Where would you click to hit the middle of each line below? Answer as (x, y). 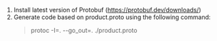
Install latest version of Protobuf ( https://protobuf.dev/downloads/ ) (107, 10)
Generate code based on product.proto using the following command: (112, 17)
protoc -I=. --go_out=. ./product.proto (84, 30)
